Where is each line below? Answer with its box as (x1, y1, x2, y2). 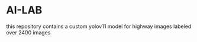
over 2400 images (6, 29, 51, 36)
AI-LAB (6, 3, 43, 17)
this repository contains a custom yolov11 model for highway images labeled (6, 23, 192, 30)
